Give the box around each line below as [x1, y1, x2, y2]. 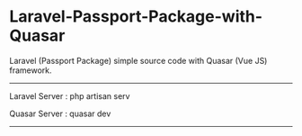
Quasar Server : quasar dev [9, 108, 111, 119]
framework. [9, 65, 52, 76]
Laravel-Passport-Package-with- [9, 6, 263, 27]
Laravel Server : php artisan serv [9, 90, 130, 101]
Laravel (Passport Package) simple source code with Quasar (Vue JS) [9, 55, 268, 66]
